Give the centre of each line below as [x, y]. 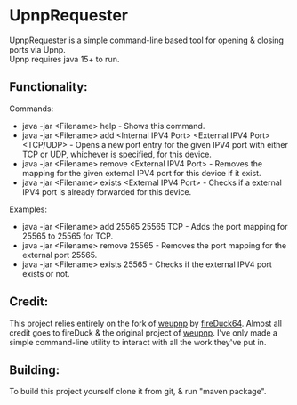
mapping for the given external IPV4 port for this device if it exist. [141, 173]
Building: [35, 370]
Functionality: [48, 87]
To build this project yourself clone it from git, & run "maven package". [138, 392]
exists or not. [46, 273]
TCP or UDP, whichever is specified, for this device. [116, 154]
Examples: [28, 209]
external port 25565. [60, 255]
